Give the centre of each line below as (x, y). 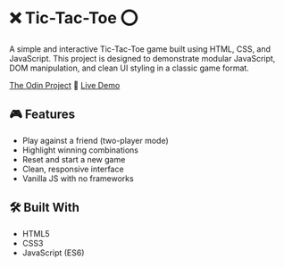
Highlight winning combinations (80, 150)
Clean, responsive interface (73, 169)
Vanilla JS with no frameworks (78, 178)
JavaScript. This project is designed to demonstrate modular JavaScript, (142, 58)
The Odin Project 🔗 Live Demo (65, 85)
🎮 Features (42, 115)
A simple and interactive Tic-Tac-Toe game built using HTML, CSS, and (140, 49)
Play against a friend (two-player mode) (96, 140)
